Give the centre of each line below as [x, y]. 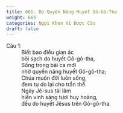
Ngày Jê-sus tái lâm [46, 91]
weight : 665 [21, 18]
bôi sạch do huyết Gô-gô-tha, [58, 59]
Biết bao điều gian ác [48, 53]
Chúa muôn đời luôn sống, [54, 78]
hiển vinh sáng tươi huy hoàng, [60, 97]
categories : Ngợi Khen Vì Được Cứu [51, 23]
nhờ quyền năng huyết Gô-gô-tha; [64, 72]
